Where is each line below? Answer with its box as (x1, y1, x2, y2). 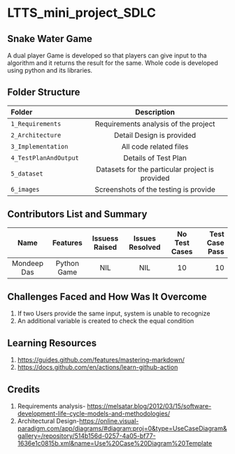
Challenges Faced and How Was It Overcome (7, 291, 208, 303)
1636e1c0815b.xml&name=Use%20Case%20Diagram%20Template (17, 439, 213, 448)
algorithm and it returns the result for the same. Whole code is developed (7, 59, 218, 67)
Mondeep (11, 258, 44, 268)
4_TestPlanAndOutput (10, 154, 79, 162)
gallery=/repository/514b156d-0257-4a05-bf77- (17, 432, 156, 440)
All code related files (121, 141, 189, 151)
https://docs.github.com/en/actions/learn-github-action (17, 363, 178, 371)
